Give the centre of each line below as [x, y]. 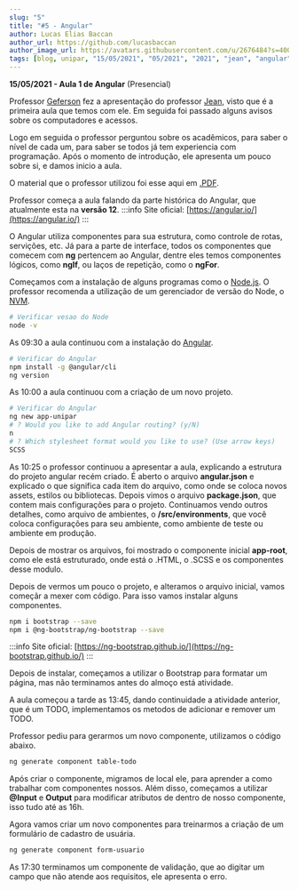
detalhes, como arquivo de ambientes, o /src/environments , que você [138, 514]
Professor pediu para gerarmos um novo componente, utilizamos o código [145, 736]
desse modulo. [36, 569]
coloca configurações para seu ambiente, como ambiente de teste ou [136, 523]
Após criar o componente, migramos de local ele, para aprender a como [141, 779]
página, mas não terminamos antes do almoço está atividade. [121, 683]
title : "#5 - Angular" [51, 26]
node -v [24, 325]
